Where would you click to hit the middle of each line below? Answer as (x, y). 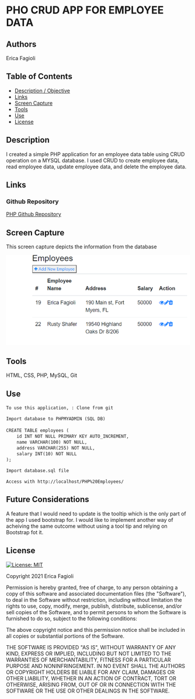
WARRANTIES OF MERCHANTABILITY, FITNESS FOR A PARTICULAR (88, 660)
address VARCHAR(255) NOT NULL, (56, 448)
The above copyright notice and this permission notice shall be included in (95, 629)
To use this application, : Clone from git (60, 408)
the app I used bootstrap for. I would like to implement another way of (90, 520)
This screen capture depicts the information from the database (81, 247)
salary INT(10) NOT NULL (47, 454)
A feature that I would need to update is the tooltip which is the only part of (96, 513)
